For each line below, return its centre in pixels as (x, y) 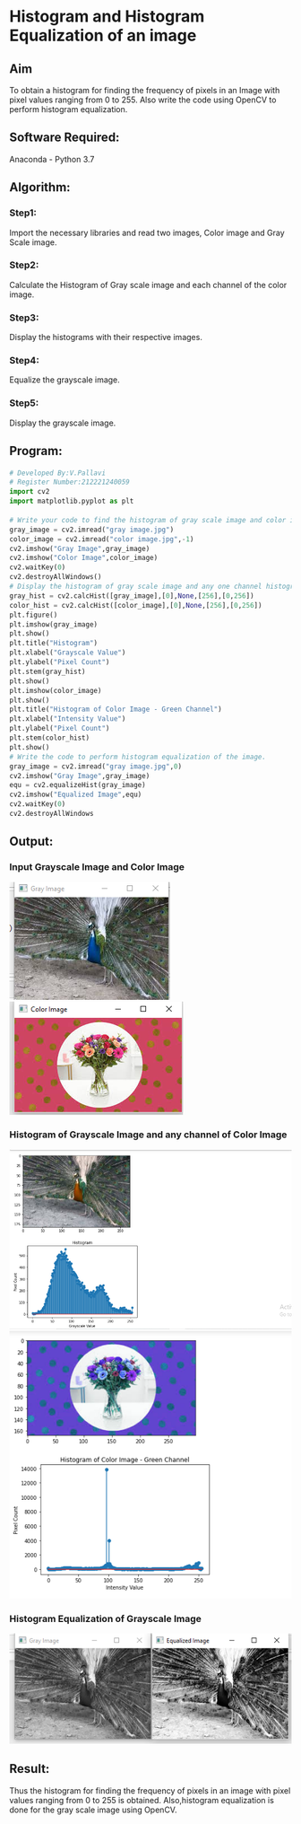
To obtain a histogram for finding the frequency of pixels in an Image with (145, 90)
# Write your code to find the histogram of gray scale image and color (148, 520)
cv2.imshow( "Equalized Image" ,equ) (76, 795)
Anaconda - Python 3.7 (52, 159)
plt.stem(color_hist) (50, 738)
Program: (36, 451)
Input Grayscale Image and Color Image (97, 867)
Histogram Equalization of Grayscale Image (105, 1618)
